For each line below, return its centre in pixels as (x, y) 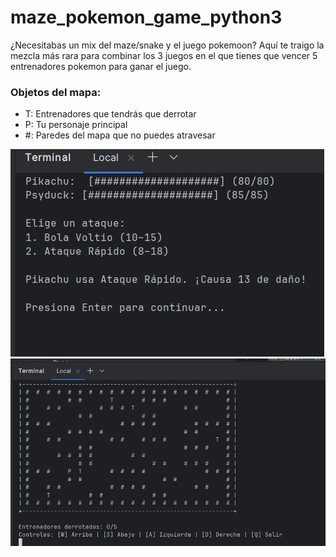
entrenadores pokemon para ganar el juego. (101, 66)
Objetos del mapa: (56, 92)
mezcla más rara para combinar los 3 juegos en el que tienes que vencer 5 (164, 55)
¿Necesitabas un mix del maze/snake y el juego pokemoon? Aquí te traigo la (167, 45)
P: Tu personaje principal (76, 125)
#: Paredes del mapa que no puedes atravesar (120, 135)
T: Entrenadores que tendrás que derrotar (110, 114)
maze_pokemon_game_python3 (146, 17)
